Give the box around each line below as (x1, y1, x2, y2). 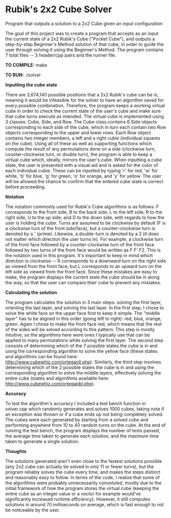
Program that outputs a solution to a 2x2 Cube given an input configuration (5, 20, 163, 27)
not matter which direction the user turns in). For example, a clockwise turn (5, 236, 163, 242)
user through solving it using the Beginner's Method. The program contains (5, 46, 164, 53)
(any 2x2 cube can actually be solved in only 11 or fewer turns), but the (5, 463, 154, 470)
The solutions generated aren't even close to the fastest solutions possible (5, 458, 162, 464)
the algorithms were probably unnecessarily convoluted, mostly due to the (5, 480, 162, 486)
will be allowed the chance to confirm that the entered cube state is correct (5, 178, 163, 184)
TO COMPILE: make (5, 62, 47, 68)
